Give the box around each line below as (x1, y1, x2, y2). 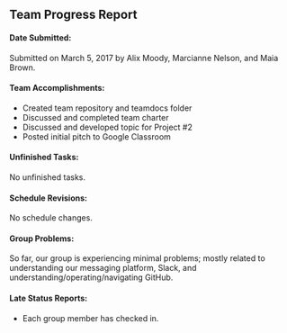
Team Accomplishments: (9, 83, 105, 94)
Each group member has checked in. (22, 312, 159, 323)
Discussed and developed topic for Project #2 (22, 121, 193, 132)
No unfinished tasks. (9, 172, 86, 183)
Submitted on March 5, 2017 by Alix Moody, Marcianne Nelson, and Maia (9, 52, 279, 63)
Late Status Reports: (9, 292, 88, 303)
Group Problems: (9, 233, 75, 244)
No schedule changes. (9, 212, 93, 223)
